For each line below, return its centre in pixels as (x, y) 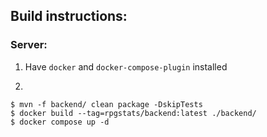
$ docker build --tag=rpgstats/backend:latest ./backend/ (133, 113)
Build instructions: (69, 16)
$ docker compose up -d (60, 122)
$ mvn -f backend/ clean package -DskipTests (106, 104)
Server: (29, 45)
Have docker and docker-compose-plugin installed (126, 66)
